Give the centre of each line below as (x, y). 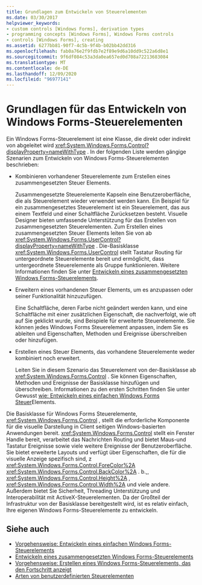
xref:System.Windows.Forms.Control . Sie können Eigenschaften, (96, 376)
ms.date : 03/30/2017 (32, 18)
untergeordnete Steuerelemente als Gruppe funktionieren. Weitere (97, 265)
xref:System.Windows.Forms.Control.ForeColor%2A (71, 465)
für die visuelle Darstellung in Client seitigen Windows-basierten (86, 426)
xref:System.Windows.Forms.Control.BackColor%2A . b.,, (78, 472)
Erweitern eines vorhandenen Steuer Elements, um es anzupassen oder (104, 290)
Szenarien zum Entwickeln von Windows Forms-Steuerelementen (87, 159)
